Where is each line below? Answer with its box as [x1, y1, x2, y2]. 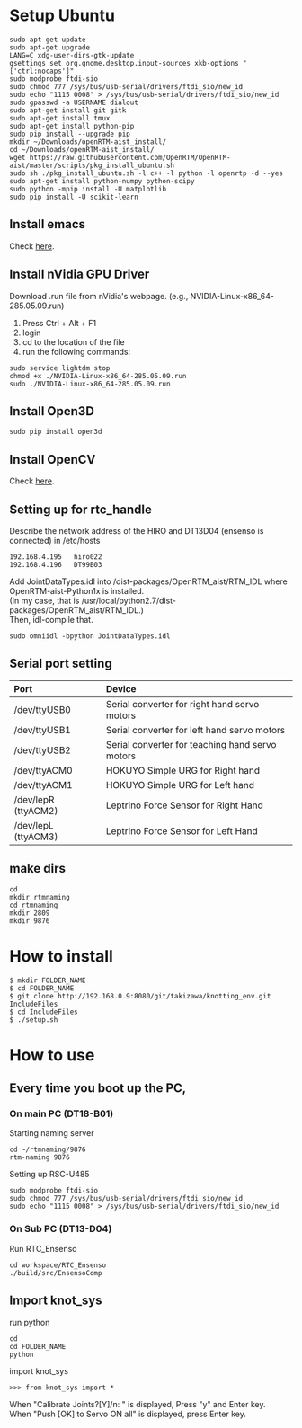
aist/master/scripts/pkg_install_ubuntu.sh [9, 161, 175, 170]
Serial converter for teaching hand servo [105, 738, 277, 750]
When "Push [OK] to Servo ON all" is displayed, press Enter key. [9, 1408, 247, 1419]
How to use [9, 1044, 95, 1065]
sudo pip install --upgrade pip [9, 129, 130, 138]
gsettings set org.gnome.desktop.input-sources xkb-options [9, 58, 240, 67]
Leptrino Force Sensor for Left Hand [105, 824, 258, 837]
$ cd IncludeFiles [9, 1007, 78, 1016]
